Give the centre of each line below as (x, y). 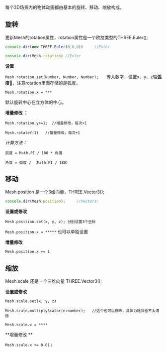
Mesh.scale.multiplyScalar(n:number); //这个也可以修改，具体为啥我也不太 (80, 311)
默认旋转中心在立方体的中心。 (36, 102)
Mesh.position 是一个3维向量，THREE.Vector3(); (55, 192)
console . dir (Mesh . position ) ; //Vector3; (52, 201)
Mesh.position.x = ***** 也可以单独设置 (47, 232)
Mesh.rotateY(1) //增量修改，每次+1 (43, 133)
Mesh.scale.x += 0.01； (29, 345)
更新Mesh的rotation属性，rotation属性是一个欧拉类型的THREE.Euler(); (77, 37)
